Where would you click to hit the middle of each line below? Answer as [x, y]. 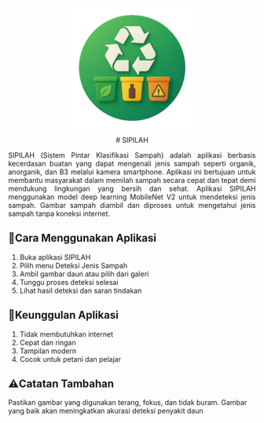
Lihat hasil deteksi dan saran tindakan [81, 290]
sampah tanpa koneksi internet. [59, 213]
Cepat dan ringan [48, 342]
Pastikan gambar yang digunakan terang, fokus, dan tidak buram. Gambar [128, 403]
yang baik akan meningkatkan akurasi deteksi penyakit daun [106, 411]
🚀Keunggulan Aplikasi [64, 315]
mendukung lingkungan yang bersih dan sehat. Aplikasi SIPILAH [132, 188]
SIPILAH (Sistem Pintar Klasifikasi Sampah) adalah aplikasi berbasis [132, 155]
